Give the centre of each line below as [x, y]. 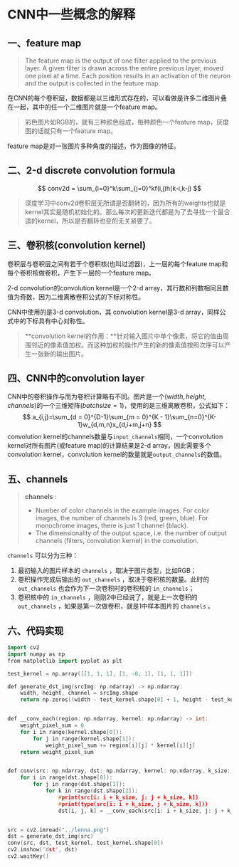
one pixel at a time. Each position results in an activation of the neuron [128, 76]
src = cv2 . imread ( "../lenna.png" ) [59, 830]
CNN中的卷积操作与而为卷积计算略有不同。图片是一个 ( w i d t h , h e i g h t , [107, 396]
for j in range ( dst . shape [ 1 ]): [79, 784]
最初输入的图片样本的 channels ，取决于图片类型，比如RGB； [107, 571]
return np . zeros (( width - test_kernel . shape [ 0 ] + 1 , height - [114, 700]
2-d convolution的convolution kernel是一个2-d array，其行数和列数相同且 [115, 288]
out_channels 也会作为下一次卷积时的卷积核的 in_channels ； [106, 589]
